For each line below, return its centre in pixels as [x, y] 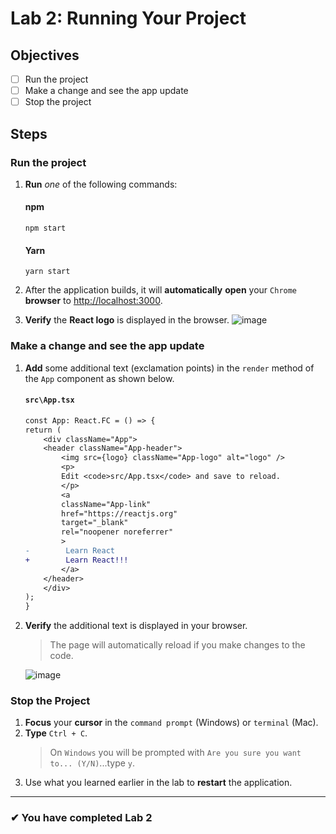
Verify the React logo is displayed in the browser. [127, 320]
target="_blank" [95, 523]
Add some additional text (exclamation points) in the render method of [169, 368]
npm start [45, 228]
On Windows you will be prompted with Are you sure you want [175, 753]
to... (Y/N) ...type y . [92, 763]
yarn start [47, 272]
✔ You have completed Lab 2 [81, 818]
